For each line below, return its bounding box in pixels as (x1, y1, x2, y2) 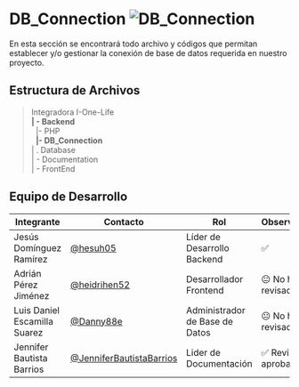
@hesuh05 (69, 241, 117, 254)
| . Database (30, 144, 76, 155)
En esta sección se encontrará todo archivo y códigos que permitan (9, 38, 258, 49)
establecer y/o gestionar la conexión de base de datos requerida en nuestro (9, 47, 287, 58)
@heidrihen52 (69, 278, 131, 291)
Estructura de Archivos (9, 83, 141, 98)
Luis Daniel (13, 303, 61, 316)
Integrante (14, 215, 61, 228)
